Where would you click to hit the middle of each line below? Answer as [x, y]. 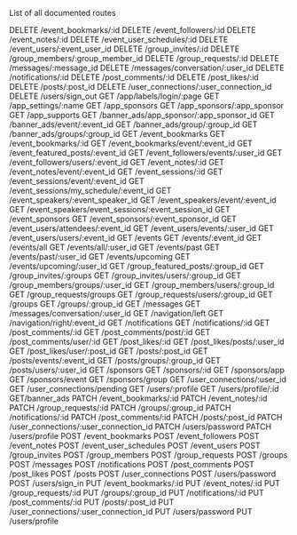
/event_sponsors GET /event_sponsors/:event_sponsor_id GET [123, 219]
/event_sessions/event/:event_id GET [77, 181]
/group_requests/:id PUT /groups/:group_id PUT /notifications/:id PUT [137, 493]
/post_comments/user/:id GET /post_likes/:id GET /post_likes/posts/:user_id [147, 342]
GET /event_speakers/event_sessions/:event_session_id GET [120, 209]
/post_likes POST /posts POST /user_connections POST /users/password [143, 474]
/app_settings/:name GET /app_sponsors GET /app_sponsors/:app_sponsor [147, 105]
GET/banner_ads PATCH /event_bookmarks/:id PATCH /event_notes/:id [138, 398]
